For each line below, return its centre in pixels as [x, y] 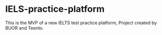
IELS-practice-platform [55, 9]
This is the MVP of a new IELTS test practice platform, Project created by [81, 23]
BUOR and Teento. [25, 28]
